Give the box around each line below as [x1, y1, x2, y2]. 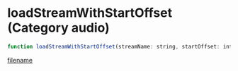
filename [7, 56, 33, 64]
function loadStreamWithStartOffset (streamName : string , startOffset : [7, 43, 220, 50]
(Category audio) [7, 20, 110, 36]
